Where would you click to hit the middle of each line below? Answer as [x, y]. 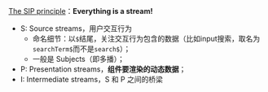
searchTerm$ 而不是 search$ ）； [81, 49]
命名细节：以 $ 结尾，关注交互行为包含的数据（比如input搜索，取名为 [146, 39]
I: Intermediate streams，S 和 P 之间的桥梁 [92, 79]
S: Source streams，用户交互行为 [76, 28]
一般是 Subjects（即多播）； [78, 59]
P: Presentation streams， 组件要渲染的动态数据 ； [103, 69]
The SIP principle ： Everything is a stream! [81, 11]
